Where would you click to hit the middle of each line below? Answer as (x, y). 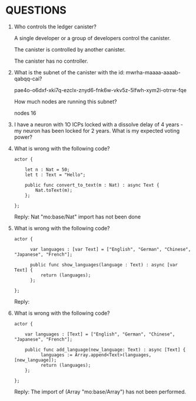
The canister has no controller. (51, 61)
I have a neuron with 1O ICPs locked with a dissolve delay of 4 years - (98, 124)
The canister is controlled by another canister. (70, 49)
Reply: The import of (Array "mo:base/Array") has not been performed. (100, 392)
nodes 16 (25, 113)
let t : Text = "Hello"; (55, 175)
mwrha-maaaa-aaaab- (153, 72)
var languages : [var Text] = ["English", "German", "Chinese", (110, 249)
